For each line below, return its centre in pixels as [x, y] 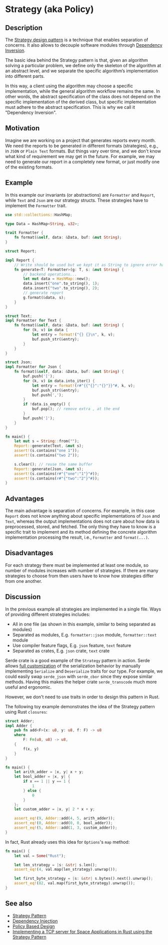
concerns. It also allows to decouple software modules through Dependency [84, 45]
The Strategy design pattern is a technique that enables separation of [77, 40]
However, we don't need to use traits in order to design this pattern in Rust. [82, 697]
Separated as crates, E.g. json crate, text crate [61, 651]
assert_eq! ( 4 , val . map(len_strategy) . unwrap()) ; [66, 870]
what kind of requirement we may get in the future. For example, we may [80, 156]
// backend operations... [50, 274]
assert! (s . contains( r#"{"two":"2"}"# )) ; [57, 478]
